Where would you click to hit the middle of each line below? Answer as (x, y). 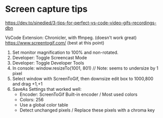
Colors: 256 (32, 99)
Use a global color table (44, 105)
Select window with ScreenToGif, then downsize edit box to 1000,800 (83, 79)
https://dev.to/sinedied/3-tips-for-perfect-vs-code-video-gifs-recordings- (81, 23)
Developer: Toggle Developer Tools (48, 63)
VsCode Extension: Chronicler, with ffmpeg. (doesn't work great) (71, 38)
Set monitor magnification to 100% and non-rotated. (65, 52)
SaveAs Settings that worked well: (47, 89)
